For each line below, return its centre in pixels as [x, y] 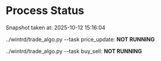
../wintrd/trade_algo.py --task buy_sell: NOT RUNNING [74, 51]
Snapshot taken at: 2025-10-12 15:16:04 [56, 27]
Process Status [45, 11]
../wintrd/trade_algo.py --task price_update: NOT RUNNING [80, 39]
